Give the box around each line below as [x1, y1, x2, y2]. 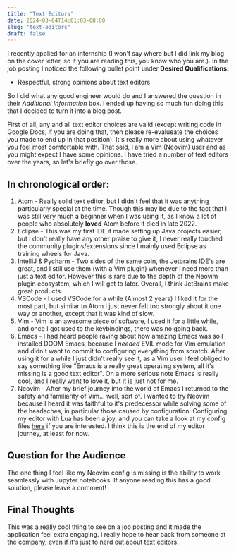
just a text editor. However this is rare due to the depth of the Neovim [17, 272, 218, 281]
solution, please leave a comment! [7, 483, 107, 492]
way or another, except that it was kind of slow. [17, 310, 155, 318]
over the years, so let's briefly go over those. [7, 158, 137, 166]
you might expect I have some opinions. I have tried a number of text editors [7, 150, 229, 159]
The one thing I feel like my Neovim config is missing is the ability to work [7, 468, 221, 477]
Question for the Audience [7, 449, 126, 462]
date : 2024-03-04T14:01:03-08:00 [7, 17, 106, 24]
